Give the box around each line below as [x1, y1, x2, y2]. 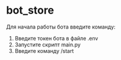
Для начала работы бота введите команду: [6, 23, 116, 30]
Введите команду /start [14, 47, 74, 54]
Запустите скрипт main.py [14, 41, 81, 48]
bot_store [6, 4, 55, 17]
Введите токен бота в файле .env [14, 34, 98, 42]
